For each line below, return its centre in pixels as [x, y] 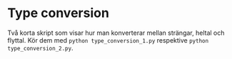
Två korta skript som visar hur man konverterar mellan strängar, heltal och [116, 33]
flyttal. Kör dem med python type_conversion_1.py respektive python [108, 40]
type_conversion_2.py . [40, 48]
